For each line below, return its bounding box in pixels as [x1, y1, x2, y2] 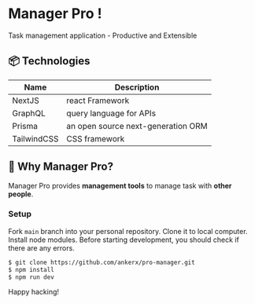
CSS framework [66, 133, 125, 144]
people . [8, 189, 34, 199]
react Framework [66, 95, 130, 106]
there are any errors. [8, 243, 75, 252]
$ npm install [8, 266, 55, 273]
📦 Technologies [8, 54, 91, 68]
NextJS [12, 95, 39, 106]
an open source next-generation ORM [66, 120, 208, 131]
